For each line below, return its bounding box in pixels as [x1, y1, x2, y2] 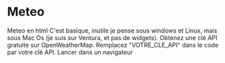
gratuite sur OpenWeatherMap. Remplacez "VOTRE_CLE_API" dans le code [7, 41, 219, 49]
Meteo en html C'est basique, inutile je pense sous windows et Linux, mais [7, 26, 217, 35]
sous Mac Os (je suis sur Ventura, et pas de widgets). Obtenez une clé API [7, 33, 218, 41]
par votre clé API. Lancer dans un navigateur [7, 48, 134, 56]
